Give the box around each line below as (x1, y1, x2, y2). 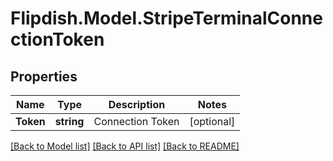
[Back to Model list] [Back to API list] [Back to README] (10, 140, 240, 152)
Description (108, 98, 166, 111)
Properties (10, 68, 78, 85)
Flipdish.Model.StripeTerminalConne (10, 7, 323, 30)
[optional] (189, 115, 236, 128)
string (54, 115, 85, 128)
